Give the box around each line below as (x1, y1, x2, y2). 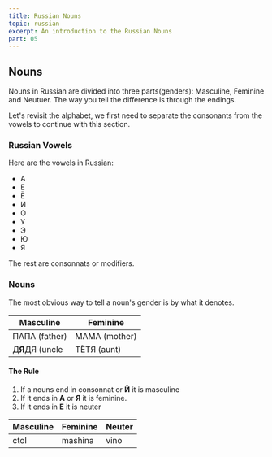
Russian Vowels (8, 139, 73, 150)
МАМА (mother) (75, 330, 137, 342)
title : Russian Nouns (8, 11, 82, 20)
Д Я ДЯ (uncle (12, 343, 63, 355)
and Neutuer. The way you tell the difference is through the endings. (8, 95, 237, 105)
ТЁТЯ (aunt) (75, 343, 122, 355)
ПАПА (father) (12, 330, 67, 342)
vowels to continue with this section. (8, 120, 131, 129)
